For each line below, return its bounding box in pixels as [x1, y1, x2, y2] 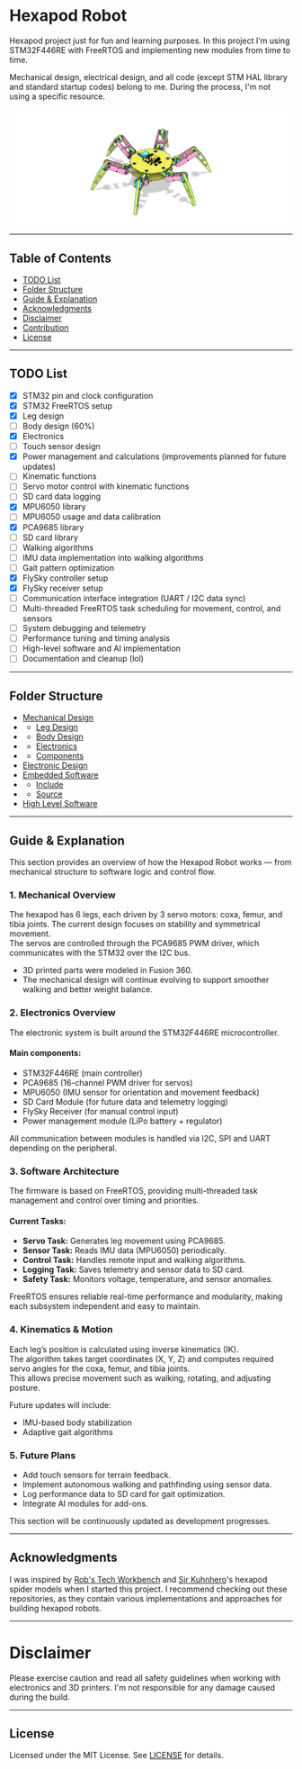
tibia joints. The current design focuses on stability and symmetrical [9, 919, 261, 930]
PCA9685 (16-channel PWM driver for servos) [22, 1077, 193, 1088]
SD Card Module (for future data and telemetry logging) [22, 1096, 229, 1107]
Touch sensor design [22, 441, 101, 452]
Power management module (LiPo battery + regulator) [22, 1115, 223, 1126]
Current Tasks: [9, 1215, 67, 1226]
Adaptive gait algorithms [22, 1426, 114, 1437]
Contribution [22, 321, 69, 333]
